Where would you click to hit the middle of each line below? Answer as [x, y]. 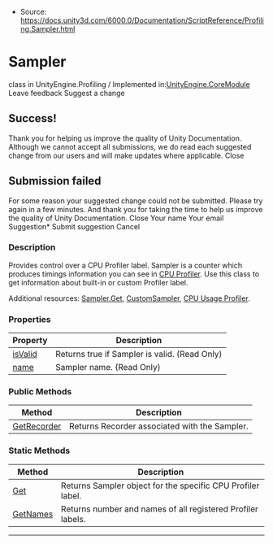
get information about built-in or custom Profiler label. [98, 282]
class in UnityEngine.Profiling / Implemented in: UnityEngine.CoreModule [129, 84]
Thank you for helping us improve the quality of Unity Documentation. [125, 138]
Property [30, 341]
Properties [30, 319]
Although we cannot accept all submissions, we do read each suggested [130, 146]
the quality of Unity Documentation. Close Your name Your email [116, 218]
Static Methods [39, 450]
